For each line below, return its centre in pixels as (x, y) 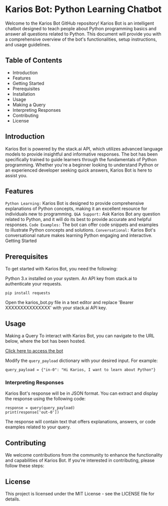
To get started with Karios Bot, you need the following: (61, 269)
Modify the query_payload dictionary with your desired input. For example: (81, 360)
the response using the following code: (45, 399)
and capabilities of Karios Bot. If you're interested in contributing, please (80, 460)
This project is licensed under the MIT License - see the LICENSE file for (80, 493)
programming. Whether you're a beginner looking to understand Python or (82, 165)
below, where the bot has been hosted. (45, 341)
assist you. (16, 175)
